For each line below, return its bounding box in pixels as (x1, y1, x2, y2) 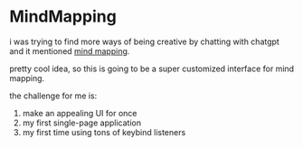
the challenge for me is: (9, 90, 98, 101)
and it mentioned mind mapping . (9, 45, 130, 56)
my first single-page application (22, 117, 142, 128)
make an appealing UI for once (22, 107, 137, 118)
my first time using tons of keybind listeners (22, 126, 186, 137)
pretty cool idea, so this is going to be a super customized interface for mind (9, 63, 295, 74)
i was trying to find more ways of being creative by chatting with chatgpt (9, 36, 280, 47)
